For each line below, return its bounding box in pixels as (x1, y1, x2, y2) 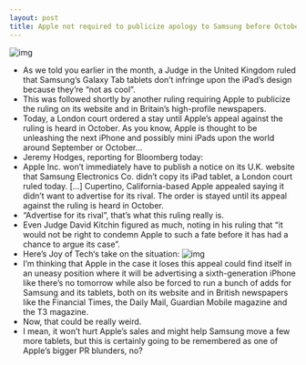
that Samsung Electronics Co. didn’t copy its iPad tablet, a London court (22, 170, 293, 182)
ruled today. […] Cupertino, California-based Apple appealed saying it (22, 180, 284, 191)
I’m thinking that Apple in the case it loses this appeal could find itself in (22, 258, 292, 269)
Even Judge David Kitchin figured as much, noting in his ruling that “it (22, 219, 284, 230)
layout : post (9, 13, 59, 23)
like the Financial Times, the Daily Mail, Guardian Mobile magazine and (22, 297, 288, 308)
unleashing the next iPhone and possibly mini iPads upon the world (22, 132, 275, 143)
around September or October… (22, 142, 143, 153)
